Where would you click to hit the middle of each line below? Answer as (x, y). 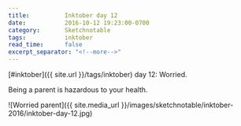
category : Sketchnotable (59, 30)
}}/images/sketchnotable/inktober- (177, 105)
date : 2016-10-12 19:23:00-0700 (79, 23)
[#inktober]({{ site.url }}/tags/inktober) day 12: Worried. (98, 74)
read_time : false (45, 45)
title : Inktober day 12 (63, 15)
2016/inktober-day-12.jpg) (50, 113)
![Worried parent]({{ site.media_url (64, 105)
